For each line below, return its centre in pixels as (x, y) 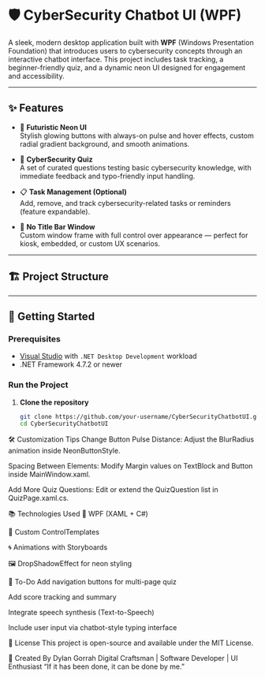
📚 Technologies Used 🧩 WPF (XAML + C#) (78, 514)
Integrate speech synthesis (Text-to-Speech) (82, 613)
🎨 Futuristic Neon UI (53, 127)
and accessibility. (36, 76)
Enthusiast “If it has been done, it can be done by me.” (97, 666)
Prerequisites (34, 338)
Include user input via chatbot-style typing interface (93, 628)
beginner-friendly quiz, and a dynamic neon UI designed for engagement (127, 67)
